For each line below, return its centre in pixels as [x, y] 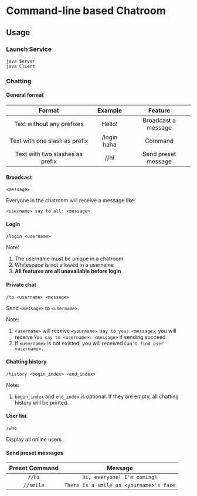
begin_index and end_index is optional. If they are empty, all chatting [96, 396]
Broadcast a [159, 120]
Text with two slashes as [49, 154]
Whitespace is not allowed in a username [64, 265]
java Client [21, 66]
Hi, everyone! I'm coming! [120, 477]
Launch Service [29, 49]
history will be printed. [42, 402]
